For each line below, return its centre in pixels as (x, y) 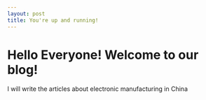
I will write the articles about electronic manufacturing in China (97, 89)
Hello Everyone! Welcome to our (103, 55)
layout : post (26, 14)
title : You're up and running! (53, 20)
